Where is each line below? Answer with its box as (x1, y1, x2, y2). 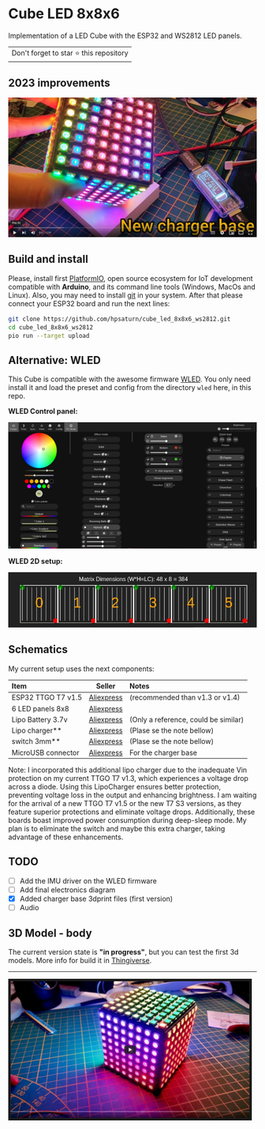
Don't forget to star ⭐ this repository (11, 48, 129, 58)
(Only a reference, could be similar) (129, 715, 244, 724)
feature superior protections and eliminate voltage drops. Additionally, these (8, 807, 256, 817)
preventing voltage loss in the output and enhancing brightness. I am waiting (8, 790, 257, 800)
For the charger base (129, 748, 197, 757)
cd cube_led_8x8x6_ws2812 (8, 323, 93, 332)
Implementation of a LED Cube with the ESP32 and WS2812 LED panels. (8, 31, 242, 40)
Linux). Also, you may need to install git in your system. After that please (8, 290, 243, 300)
